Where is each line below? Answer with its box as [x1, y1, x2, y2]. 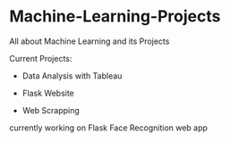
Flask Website [21, 88, 74, 98]
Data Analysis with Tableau [21, 70, 123, 81]
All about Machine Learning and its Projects [9, 36, 170, 46]
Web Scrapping [21, 104, 81, 115]
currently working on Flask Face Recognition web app [9, 122, 209, 133]
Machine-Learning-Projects [9, 6, 221, 27]
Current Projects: [9, 53, 72, 63]
